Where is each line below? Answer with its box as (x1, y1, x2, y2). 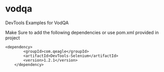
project (5, 35, 20, 41)
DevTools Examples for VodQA (5, 20, 69, 26)
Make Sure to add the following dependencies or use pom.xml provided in (5, 29, 159, 35)
